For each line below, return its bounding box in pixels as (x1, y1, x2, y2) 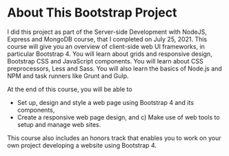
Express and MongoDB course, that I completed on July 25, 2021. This (7, 35, 208, 43)
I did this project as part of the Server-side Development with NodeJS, (7, 28, 207, 36)
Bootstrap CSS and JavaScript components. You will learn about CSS (7, 57, 203, 65)
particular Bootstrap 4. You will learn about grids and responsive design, (7, 50, 212, 58)
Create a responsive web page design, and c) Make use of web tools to (17, 113, 220, 121)
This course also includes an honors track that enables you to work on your (7, 133, 221, 142)
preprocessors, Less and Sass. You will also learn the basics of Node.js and (7, 64, 222, 72)
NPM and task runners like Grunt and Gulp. (7, 71, 129, 80)
